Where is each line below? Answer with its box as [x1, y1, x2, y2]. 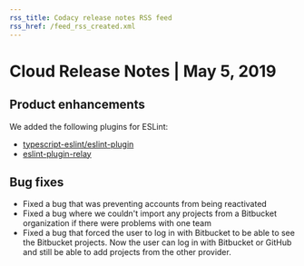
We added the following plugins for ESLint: [9, 121, 169, 132]
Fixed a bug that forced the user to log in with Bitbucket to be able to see [22, 228, 295, 239]
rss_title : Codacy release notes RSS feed [9, 13, 172, 23]
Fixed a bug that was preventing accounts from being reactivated [22, 199, 268, 210]
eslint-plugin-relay [22, 148, 93, 159]
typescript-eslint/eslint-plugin [22, 138, 134, 150]
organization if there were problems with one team [22, 218, 211, 229]
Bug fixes [9, 174, 64, 190]
